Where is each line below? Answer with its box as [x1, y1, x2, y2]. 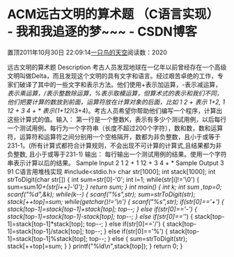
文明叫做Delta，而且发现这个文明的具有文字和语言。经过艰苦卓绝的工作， [7, 71, 218, 80]
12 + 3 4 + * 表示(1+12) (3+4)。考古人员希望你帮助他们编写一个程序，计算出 [7, 106, 223, 115]
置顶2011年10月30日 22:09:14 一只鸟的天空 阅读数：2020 [7, 48, 167, 56]
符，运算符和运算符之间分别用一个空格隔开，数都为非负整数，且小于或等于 [7, 132, 221, 141]
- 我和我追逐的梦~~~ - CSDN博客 [7, 24, 197, 40]
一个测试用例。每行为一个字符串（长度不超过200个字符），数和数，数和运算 [7, 123, 224, 132]
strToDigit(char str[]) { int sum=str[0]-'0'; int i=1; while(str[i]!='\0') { [7, 175, 200, 183]
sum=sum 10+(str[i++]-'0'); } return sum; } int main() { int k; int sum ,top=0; [7, 182, 222, 191]
